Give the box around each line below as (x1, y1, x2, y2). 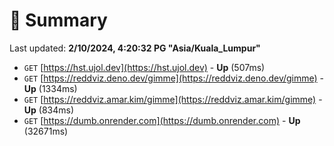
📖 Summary (9, 9, 108, 32)
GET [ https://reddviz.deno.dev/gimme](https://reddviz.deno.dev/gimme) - (23, 72, 325, 84)
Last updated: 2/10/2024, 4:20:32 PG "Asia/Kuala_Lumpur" (9, 42, 261, 54)
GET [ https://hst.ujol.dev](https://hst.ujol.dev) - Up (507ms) (23, 61, 266, 73)
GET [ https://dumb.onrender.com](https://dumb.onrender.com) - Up (23, 114, 301, 126)
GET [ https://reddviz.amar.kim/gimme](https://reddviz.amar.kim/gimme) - (23, 93, 323, 105)
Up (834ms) (23, 104, 75, 116)
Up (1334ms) (23, 82, 78, 94)
